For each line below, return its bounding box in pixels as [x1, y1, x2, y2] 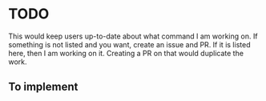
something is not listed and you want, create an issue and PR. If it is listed [8, 39, 251, 49]
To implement [8, 80, 79, 94]
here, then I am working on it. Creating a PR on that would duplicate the [8, 48, 244, 58]
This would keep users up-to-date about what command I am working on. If [8, 31, 258, 41]
